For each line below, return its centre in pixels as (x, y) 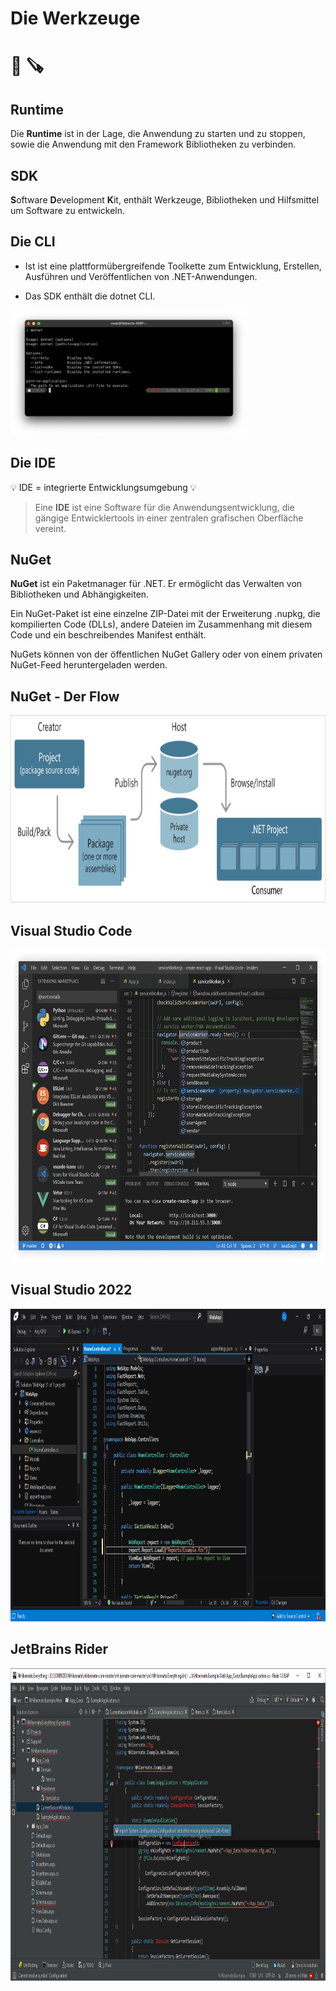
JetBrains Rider (59, 1649)
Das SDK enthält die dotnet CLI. (90, 296)
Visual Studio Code (71, 930)
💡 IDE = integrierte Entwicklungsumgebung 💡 (103, 487)
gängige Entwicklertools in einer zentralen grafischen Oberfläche (169, 518)
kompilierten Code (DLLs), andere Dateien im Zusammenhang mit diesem (161, 624)
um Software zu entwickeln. (68, 210)
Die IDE (33, 463)
